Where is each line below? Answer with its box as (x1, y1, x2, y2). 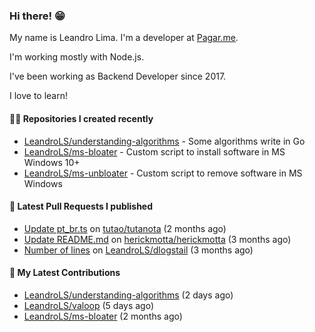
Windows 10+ (23, 156, 81, 168)
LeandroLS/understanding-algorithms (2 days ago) (23, 289, 234, 301)
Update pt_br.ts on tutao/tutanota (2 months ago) (23, 222, 227, 234)
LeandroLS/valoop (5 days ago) (23, 299, 155, 311)
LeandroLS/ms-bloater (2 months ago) (23, 310, 183, 322)
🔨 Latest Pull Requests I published (9, 200, 154, 213)
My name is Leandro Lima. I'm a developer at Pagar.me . (9, 32, 239, 44)
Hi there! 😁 (9, 9, 66, 23)
